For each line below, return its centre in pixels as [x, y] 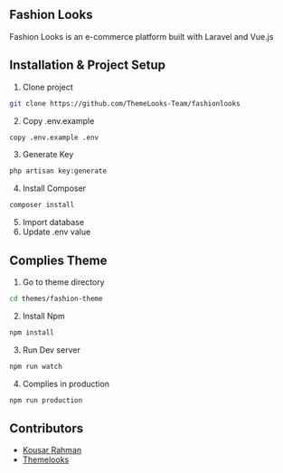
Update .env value [57, 232]
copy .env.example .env [54, 137]
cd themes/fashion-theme [56, 298]
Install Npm [43, 316]
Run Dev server [52, 350]
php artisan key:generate [58, 171]
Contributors [47, 428]
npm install [32, 332]
